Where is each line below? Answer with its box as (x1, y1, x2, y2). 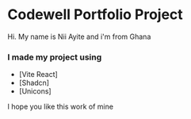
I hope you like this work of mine (7, 102, 114, 112)
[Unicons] (18, 86, 52, 96)
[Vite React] (18, 70, 59, 79)
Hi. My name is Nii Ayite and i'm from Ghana (7, 32, 151, 41)
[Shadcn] (18, 78, 49, 88)
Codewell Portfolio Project (7, 6, 183, 24)
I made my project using (7, 52, 102, 63)
